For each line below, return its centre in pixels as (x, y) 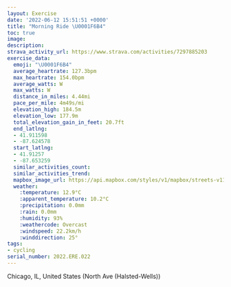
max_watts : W (32, 90)
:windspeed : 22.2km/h (50, 231)
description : (26, 45)
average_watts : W (38, 84)
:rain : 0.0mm (38, 212)
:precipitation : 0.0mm (52, 206)
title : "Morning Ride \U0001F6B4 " (57, 26)
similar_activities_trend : (52, 173)
